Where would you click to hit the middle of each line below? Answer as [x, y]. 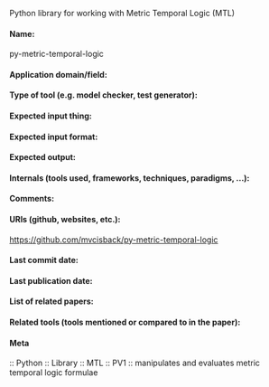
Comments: [32, 199]
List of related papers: [52, 301]
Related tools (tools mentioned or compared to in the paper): [125, 322]
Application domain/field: [59, 74]
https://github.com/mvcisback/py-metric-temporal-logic [114, 240]
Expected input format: [54, 137]
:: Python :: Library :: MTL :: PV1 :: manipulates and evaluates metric [134, 363]
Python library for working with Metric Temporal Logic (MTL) [122, 13]
